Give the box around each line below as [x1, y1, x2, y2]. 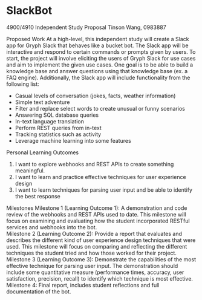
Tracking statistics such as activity [15, 131, 102, 138]
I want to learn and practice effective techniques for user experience [15, 173, 186, 180]
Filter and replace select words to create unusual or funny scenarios [15, 105, 186, 112]
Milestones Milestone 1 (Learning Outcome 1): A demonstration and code [6, 204, 187, 212]
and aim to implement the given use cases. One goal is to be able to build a [6, 61, 194, 68]
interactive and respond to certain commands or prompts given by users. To [6, 48, 196, 55]
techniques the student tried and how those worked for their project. [6, 249, 177, 256]
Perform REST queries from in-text [15, 124, 102, 131]
